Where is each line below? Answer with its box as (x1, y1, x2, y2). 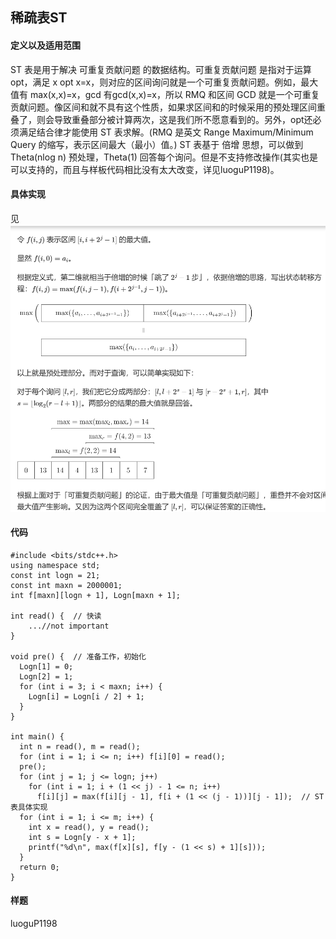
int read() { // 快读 (10, 611, 102, 621)
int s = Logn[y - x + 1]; (28, 832, 137, 842)
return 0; (19, 862, 60, 872)
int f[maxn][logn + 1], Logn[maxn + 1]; (10, 590, 182, 600)
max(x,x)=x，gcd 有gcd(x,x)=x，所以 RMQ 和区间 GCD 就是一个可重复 (29, 88, 320, 100)
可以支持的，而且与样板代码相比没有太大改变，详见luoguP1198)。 (10, 163, 280, 175)
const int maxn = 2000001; (10, 580, 123, 590)
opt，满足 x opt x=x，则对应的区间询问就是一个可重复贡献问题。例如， (10, 76, 302, 88)
